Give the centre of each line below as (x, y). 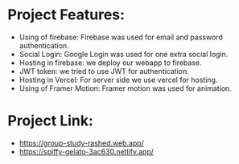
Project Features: (66, 15)
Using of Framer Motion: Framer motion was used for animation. (126, 88)
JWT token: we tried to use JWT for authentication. (104, 71)
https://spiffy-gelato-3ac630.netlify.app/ (87, 151)
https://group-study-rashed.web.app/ (81, 143)
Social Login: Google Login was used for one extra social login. (124, 54)
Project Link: (51, 121)
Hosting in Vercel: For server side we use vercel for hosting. (118, 80)
